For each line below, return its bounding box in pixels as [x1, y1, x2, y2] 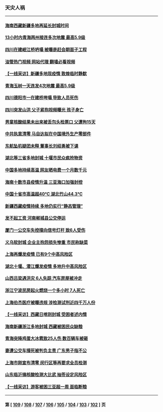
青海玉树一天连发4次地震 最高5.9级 [5, 83, 75, 89]
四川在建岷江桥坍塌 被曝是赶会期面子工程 [5, 47, 87, 53]
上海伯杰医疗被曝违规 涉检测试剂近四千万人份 [5, 299, 96, 305]
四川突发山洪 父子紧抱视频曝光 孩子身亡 [5, 107, 84, 113]
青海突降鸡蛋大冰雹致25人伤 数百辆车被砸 [5, 336, 88, 341]
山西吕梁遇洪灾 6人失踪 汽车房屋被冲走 [5, 275, 82, 281]
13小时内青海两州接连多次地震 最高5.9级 [5, 35, 86, 40]
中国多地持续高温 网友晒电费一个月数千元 [5, 167, 87, 173]
